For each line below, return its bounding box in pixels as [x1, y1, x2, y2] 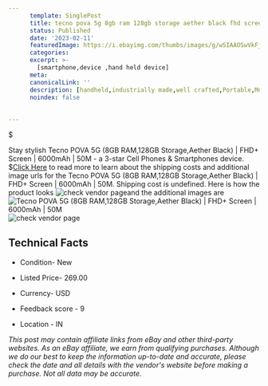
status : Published [29, 26, 91, 34]
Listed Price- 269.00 [19, 273, 88, 282]
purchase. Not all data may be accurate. [8, 368, 142, 378]
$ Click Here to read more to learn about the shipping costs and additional [8, 163, 250, 171]
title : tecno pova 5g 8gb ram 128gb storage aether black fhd [29, 19, 241, 27]
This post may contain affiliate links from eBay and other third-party [8, 334, 234, 344]
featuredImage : [29, 41, 81, 49]
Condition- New [19, 257, 73, 267]
